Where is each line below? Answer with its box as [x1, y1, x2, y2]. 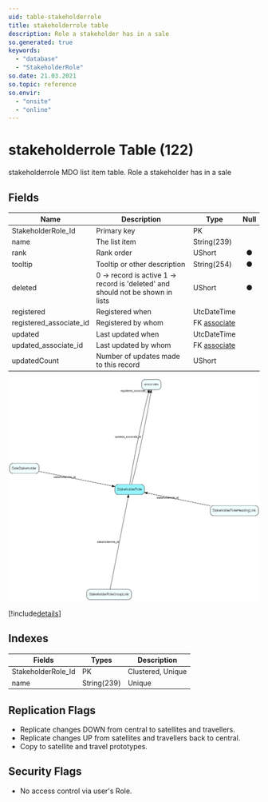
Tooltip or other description [96, 259, 186, 269]
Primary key [96, 225, 136, 235]
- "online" [15, 106, 52, 114]
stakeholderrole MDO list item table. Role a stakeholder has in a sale [8, 168, 232, 178]
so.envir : [8, 89, 41, 97]
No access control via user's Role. [19, 786, 132, 796]
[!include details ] [8, 608, 61, 618]
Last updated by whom [96, 340, 171, 349]
